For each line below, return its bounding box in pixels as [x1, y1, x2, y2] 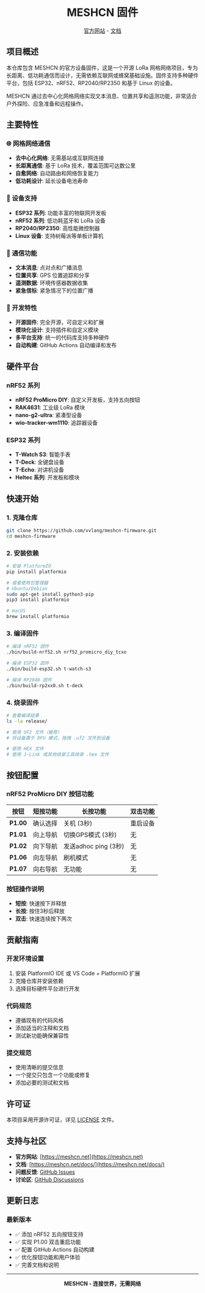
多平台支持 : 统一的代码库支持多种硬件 [15, 334, 110, 341]
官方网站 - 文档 [83, 27, 122, 34]
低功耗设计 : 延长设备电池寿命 [15, 177, 88, 185]
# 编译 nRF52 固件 [6, 643, 49, 650]
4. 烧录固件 [6, 698, 39, 707]
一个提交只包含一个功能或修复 [15, 1071, 90, 1079]
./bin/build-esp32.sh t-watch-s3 [6, 666, 92, 672]
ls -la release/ [6, 718, 48, 724]
